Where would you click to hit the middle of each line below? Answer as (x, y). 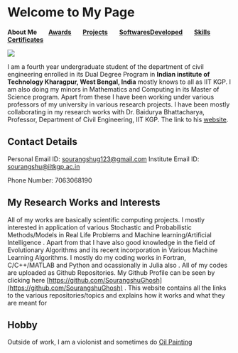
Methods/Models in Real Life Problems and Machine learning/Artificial (109, 234)
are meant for (27, 303)
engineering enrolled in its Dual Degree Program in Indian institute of (109, 74)
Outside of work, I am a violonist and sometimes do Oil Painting (100, 342)
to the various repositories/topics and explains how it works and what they (116, 295)
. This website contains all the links (175, 288)
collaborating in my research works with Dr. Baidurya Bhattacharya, (106, 112)
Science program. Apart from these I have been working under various (111, 97)
